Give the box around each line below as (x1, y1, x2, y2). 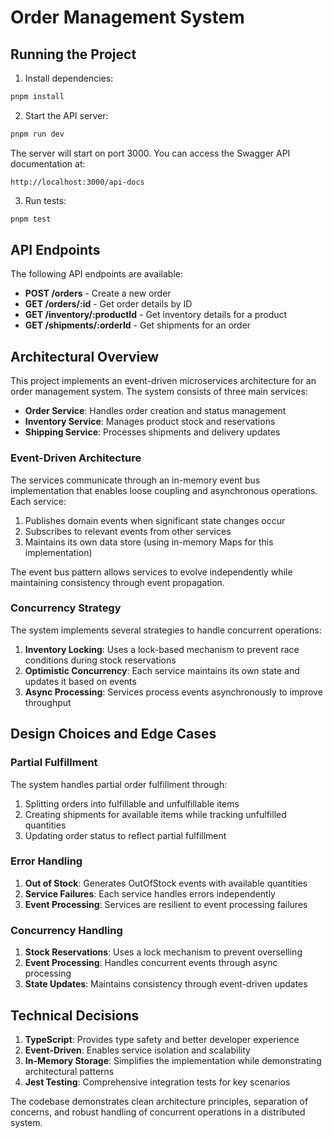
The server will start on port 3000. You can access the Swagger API (10, 147, 291, 159)
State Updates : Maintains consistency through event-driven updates (24, 978, 308, 990)
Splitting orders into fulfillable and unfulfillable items (24, 797, 240, 810)
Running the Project (10, 46, 137, 63)
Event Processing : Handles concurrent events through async (24, 957, 278, 969)
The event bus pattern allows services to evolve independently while (10, 566, 293, 578)
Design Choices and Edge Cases (10, 726, 217, 743)
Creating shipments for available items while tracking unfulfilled (24, 808, 287, 820)
